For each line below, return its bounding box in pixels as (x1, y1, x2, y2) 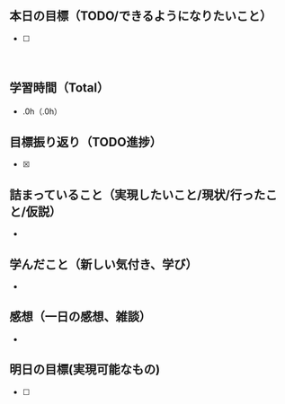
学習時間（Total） (9, 80, 110, 96)
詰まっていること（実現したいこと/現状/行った (9, 187, 266, 202)
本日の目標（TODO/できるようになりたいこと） (9, 8, 272, 24)
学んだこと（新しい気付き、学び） (9, 257, 198, 272)
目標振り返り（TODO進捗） (9, 135, 162, 150)
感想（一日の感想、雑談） (9, 309, 151, 325)
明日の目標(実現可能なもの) (9, 362, 160, 377)
